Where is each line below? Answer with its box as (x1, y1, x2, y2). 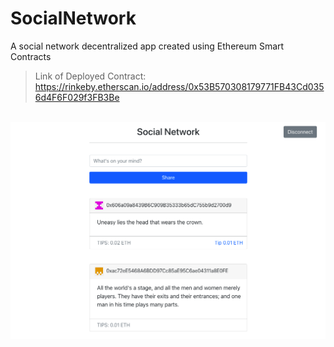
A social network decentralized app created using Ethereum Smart (10, 40, 285, 52)
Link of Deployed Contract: (34, 70, 147, 82)
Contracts (10, 50, 52, 62)
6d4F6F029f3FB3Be (34, 91, 120, 103)
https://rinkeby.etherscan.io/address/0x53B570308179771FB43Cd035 (34, 80, 325, 92)
